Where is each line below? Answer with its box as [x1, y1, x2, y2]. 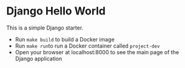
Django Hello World [6, 4, 106, 18]
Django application [15, 55, 62, 62]
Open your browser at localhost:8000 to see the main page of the [15, 48, 180, 55]
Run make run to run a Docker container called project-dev [15, 42, 160, 49]
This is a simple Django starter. [6, 24, 84, 31]
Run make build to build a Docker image [15, 36, 115, 43]
